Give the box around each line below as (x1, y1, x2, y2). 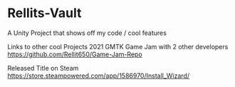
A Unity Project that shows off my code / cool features (7, 29, 167, 37)
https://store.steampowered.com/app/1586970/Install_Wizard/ (7, 71, 190, 80)
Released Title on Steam (7, 63, 79, 72)
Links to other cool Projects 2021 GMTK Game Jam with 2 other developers (7, 42, 229, 51)
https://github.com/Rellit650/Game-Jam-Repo (7, 50, 142, 58)
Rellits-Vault (7, 5, 82, 21)
